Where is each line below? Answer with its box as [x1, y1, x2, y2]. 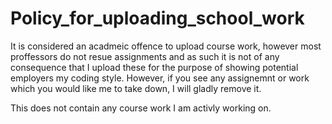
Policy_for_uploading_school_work [10, 7, 305, 30]
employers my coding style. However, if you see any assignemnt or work [10, 72, 310, 84]
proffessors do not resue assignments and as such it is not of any [10, 50, 280, 62]
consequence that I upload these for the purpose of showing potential [10, 61, 299, 73]
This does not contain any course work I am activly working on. [10, 102, 272, 114]
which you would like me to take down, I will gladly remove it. [10, 82, 262, 94]
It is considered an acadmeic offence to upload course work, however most [10, 40, 322, 52]
